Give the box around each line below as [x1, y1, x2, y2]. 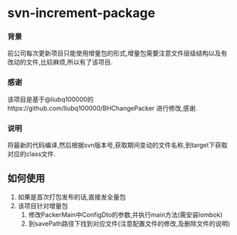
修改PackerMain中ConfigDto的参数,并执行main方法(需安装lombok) [28, 210, 223, 219]
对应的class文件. [7, 150, 56, 158]
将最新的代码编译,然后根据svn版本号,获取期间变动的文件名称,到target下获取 [7, 141, 228, 150]
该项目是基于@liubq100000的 [7, 94, 94, 104]
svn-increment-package [7, 5, 155, 21]
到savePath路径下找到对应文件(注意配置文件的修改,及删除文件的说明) [28, 219, 231, 228]
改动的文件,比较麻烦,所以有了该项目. [7, 58, 113, 67]
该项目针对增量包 [17, 201, 68, 210]
